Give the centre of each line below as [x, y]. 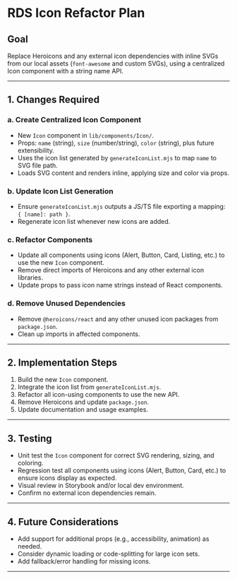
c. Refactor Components [50, 239]
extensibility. [36, 150]
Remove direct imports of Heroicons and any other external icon [111, 270]
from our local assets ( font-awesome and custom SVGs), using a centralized [116, 64]
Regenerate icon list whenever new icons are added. [94, 221]
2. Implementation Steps [62, 363]
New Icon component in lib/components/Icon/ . [85, 135]
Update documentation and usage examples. [83, 410]
